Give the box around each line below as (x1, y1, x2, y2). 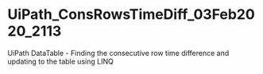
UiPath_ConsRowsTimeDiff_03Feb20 (7, 6, 255, 24)
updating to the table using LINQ (7, 57, 114, 66)
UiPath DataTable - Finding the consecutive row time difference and (7, 48, 230, 57)
